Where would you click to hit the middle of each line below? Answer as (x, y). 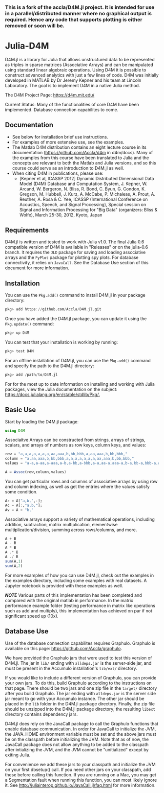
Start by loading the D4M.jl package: (42, 421)
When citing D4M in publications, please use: (58, 173)
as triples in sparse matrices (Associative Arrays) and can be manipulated (79, 65)
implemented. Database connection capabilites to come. (62, 110)
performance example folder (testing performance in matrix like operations (80, 606)
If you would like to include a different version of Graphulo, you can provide (81, 677)
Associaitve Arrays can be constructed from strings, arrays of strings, (75, 440)
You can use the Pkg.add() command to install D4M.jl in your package (75, 295)
